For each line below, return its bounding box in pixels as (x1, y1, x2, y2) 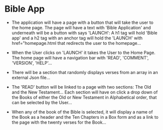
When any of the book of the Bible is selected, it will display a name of (11, 109, 153, 115)
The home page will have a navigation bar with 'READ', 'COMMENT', (11, 55, 149, 60)
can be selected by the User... (11, 99, 72, 105)
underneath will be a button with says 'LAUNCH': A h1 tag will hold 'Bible (11, 30, 158, 36)
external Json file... (11, 74, 51, 80)
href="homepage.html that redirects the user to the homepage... (11, 40, 141, 46)
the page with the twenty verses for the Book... (11, 119, 106, 125)
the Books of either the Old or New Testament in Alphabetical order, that (11, 94, 157, 100)
